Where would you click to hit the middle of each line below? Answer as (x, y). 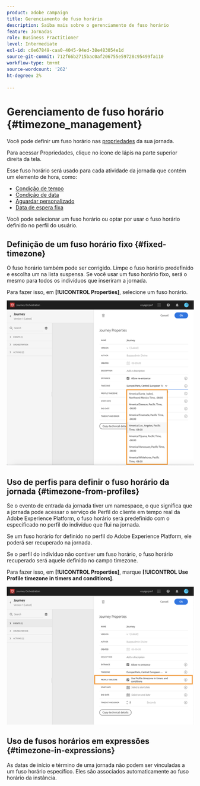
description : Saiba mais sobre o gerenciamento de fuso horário (88, 25)
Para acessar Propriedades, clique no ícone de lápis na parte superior (92, 153)
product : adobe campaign (37, 13)
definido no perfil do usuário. (42, 225)
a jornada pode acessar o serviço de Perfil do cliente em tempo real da (93, 512)
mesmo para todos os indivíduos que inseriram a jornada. (77, 281)
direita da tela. (24, 159)
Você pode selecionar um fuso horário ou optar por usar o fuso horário (93, 219)
